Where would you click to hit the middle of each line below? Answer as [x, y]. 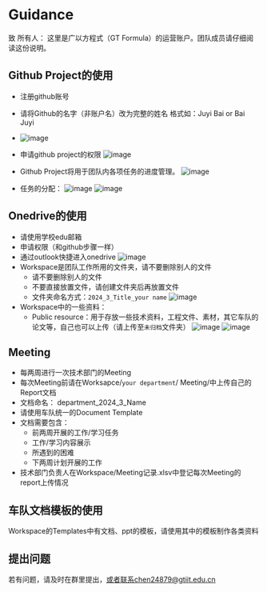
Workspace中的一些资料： [63, 306]
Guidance [41, 15]
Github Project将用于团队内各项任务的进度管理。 [100, 171]
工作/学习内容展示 [61, 442]
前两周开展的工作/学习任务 [75, 433]
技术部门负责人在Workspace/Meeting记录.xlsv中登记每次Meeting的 [130, 473]
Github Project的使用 [61, 76]
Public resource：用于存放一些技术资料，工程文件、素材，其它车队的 [145, 317]
